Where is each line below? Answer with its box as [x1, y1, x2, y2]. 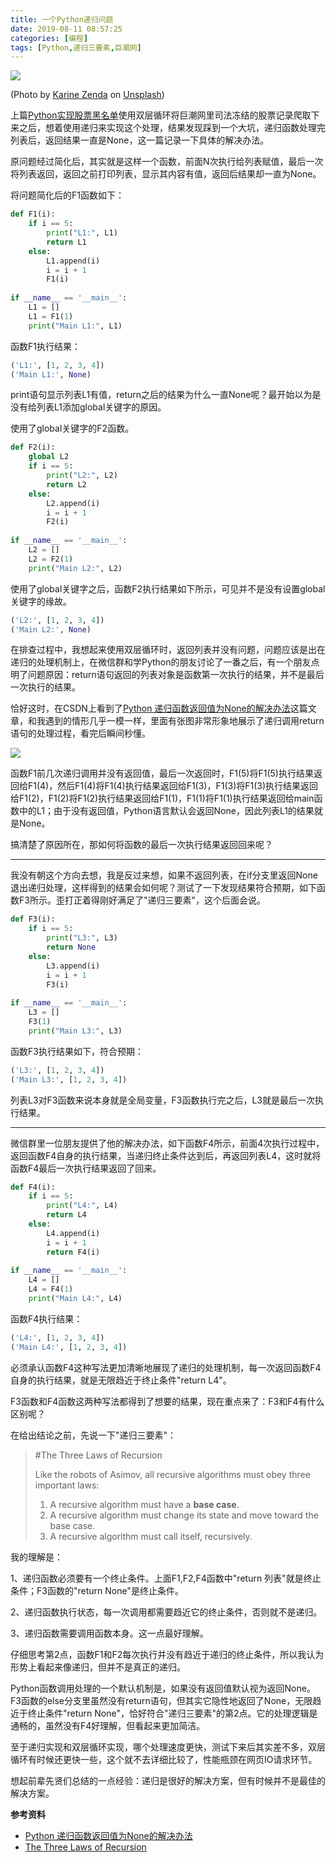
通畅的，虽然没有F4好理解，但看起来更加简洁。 [10, 1719, 206, 1731]
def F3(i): [10, 914, 56, 925]
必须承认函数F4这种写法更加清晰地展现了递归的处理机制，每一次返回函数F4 [10, 1361, 322, 1373]
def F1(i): [10, 209, 56, 220]
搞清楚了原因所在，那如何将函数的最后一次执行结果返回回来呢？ [10, 839, 273, 851]
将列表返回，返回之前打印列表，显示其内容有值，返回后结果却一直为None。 [10, 168, 322, 180]
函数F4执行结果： [10, 1312, 83, 1325]
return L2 [46, 479, 87, 490]
